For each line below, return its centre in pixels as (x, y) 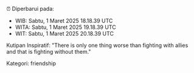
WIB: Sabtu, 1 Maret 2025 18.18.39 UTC (64, 21)
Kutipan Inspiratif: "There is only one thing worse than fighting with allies (97, 45)
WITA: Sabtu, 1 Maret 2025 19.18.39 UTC (66, 27)
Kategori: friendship (31, 63)
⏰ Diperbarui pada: (30, 9)
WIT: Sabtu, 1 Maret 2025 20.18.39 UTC (64, 33)
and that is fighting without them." (49, 52)
